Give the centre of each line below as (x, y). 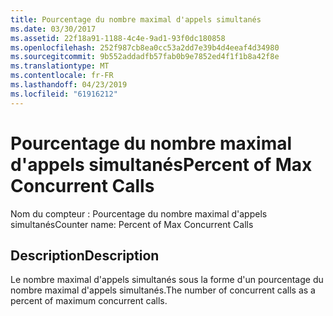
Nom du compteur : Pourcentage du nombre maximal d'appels (139, 213)
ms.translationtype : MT (60, 66)
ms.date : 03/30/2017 (53, 29)
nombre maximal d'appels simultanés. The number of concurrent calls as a (163, 290)
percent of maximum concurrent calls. (89, 301)
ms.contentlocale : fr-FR (62, 76)
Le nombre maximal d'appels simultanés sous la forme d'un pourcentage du (167, 280)
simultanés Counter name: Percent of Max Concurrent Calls (132, 224)
